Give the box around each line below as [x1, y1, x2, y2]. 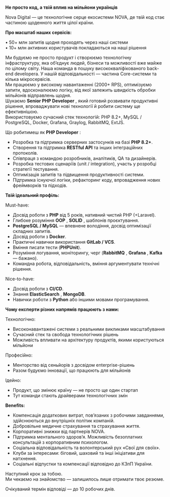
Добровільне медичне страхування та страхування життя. [12, 423, 141, 429]
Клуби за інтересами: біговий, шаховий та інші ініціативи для [12, 450, 145, 456]
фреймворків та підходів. [12, 183, 67, 188]
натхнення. [12, 455, 37, 461]
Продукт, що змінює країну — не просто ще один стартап [12, 387, 139, 393]
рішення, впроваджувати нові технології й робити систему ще [5, 103, 141, 109]
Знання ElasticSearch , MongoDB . [12, 291, 86, 297]
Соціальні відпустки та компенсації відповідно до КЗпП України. [12, 461, 153, 467]
